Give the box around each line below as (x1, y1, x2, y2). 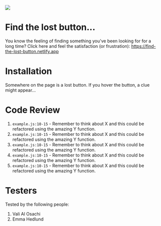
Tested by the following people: (5, 201, 69, 207)
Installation (5, 66, 52, 77)
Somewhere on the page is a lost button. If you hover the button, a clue (5, 82, 150, 88)
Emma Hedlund (12, 216, 44, 222)
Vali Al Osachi (12, 211, 40, 217)
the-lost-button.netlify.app (5, 48, 59, 54)
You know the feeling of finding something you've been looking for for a (5, 38, 152, 44)
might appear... (5, 87, 36, 93)
